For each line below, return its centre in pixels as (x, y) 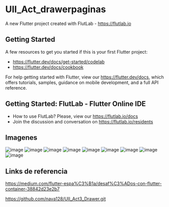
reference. (16, 88)
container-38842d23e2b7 (33, 189)
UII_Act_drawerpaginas (55, 9)
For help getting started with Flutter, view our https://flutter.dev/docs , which (85, 77)
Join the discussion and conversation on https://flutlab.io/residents (83, 121)
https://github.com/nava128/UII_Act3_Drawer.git (55, 199)
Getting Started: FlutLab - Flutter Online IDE (76, 104)
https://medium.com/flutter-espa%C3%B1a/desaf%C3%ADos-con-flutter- (83, 184)
